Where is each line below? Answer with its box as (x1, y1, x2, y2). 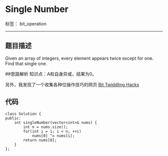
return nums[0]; (23, 137, 57, 142)
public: (5, 115, 21, 121)
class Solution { (5, 111, 41, 116)
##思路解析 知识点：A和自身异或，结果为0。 (5, 71, 97, 77)
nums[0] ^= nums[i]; (31, 133, 75, 138)
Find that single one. (5, 60, 47, 66)
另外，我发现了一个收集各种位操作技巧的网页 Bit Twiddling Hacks (5, 81, 139, 87)
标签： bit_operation (5, 21, 46, 27)
